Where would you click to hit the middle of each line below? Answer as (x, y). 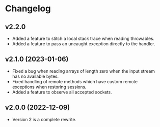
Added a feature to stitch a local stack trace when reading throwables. (83, 38)
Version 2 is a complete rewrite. (44, 119)
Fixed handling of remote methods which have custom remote (75, 81)
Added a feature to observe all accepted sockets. (62, 92)
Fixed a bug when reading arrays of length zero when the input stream (83, 71)
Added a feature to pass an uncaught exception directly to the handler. (84, 44)
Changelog (28, 9)
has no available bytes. (35, 76)
